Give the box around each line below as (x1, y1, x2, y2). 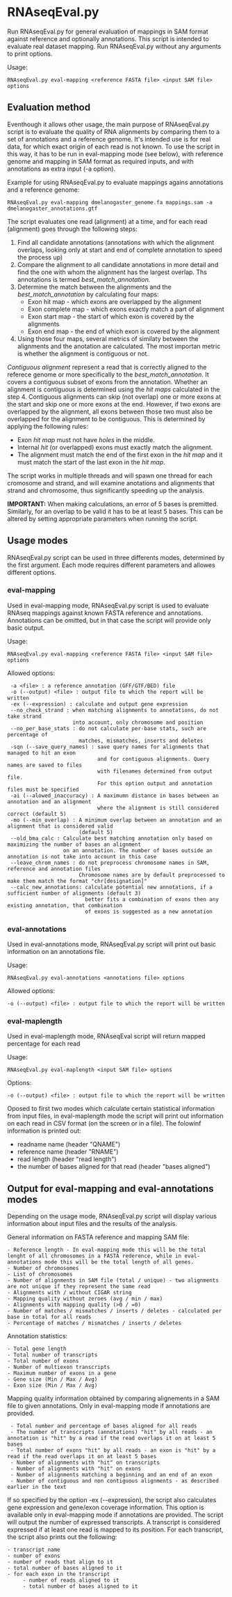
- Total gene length (7, 1345, 67, 1353)
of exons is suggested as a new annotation (84, 908, 213, 915)
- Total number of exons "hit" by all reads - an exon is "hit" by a (10, 1447, 216, 1454)
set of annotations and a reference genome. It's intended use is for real (7, 135, 211, 143)
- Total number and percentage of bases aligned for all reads (10, 1423, 197, 1430)
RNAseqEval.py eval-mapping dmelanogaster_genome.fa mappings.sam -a (7, 199, 213, 206)
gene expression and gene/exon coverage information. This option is (7, 1504, 204, 1512)
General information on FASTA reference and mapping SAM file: (7, 1233, 190, 1241)
